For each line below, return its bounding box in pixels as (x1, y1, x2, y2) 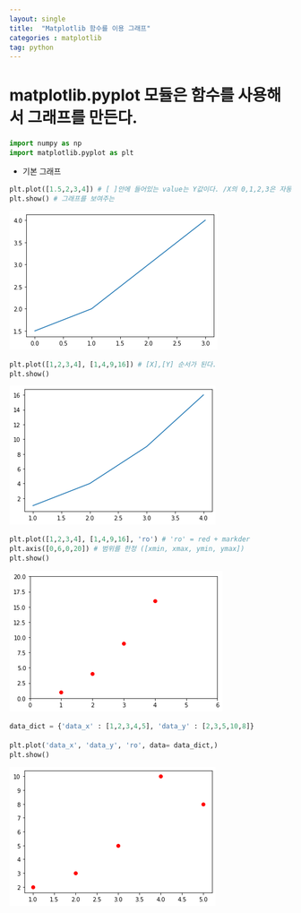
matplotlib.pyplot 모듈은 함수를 (9, 85, 235, 106)
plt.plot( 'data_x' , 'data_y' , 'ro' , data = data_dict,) (9, 740, 219, 750)
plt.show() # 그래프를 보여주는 (9, 194, 115, 203)
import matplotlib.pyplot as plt (9, 149, 134, 158)
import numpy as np (9, 139, 82, 148)
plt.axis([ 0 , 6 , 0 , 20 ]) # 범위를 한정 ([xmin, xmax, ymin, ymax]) (9, 545, 245, 554)
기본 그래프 (21, 166, 62, 177)
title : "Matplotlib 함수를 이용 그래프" (9, 23, 151, 33)
